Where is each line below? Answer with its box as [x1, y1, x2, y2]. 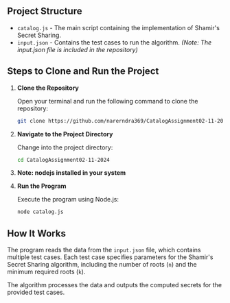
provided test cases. [7, 288, 65, 297]
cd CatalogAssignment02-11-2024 [16, 156, 110, 163]
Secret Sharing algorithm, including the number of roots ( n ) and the [7, 260, 197, 269]
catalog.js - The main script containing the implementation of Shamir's [16, 23, 220, 32]
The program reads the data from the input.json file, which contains [7, 246, 201, 254]
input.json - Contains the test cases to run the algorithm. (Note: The [16, 38, 211, 47]
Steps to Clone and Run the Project [7, 65, 159, 77]
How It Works [7, 228, 67, 239]
